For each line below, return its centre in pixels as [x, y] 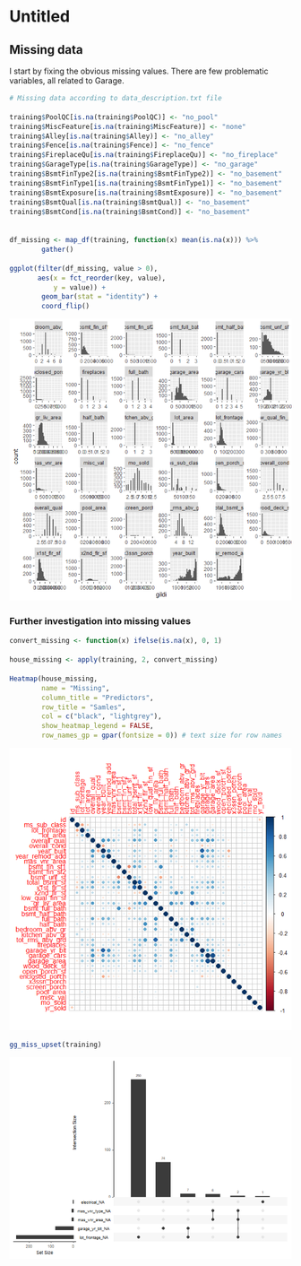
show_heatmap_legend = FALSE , [98, 726]
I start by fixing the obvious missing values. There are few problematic [139, 71]
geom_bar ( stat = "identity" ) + [100, 297]
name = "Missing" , [76, 688]
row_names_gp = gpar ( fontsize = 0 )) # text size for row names [162, 736]
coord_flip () [66, 307]
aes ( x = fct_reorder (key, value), [102, 278]
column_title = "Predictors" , [98, 698]
